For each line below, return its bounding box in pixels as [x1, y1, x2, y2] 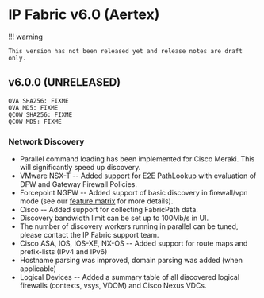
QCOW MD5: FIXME [8, 118, 62, 126]
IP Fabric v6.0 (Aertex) [8, 6, 160, 24]
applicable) [19, 264, 57, 273]
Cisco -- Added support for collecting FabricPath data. [19, 205, 198, 215]
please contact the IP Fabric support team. [19, 230, 159, 240]
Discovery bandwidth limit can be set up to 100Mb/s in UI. [19, 213, 209, 223]
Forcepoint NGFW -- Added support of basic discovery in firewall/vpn [19, 188, 248, 198]
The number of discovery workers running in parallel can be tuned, [19, 222, 239, 231]
